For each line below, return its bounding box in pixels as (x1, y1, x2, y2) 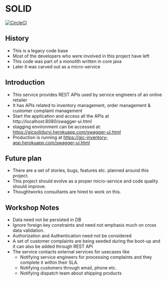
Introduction (5, 78, 45, 87)
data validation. (12, 227, 45, 234)
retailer (12, 97, 28, 103)
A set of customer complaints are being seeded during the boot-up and (12, 238, 160, 244)
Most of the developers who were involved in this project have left (12, 53, 150, 59)
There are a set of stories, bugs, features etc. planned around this (12, 167, 149, 173)
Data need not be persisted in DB (12, 217, 81, 223)
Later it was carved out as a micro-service (12, 63, 101, 69)
